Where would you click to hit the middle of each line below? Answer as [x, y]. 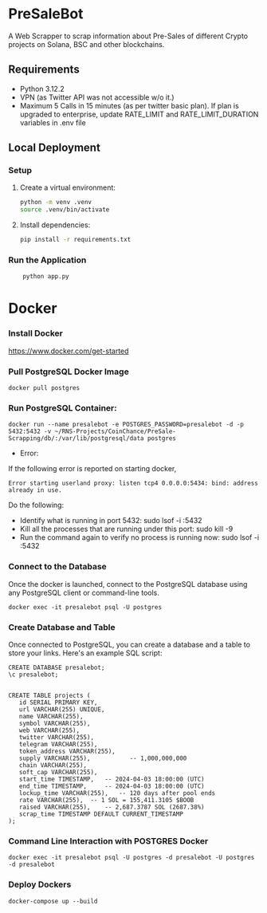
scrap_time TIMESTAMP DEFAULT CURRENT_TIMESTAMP [101, 814]
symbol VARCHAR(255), [55, 723]
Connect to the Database [58, 567]
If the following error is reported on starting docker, [92, 469]
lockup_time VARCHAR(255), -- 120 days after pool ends [117, 793]
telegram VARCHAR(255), [58, 744]
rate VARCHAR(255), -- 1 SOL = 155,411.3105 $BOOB [106, 800]
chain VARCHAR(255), [53, 765]
